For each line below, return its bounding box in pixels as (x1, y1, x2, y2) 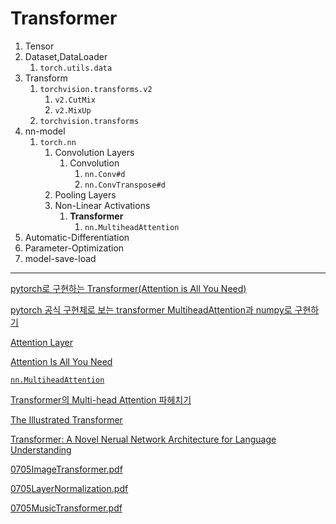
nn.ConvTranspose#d (84, 180, 166, 190)
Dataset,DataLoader (24, 50, 108, 62)
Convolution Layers (54, 146, 135, 158)
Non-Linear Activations (54, 199, 151, 211)
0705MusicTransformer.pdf (10, 502, 123, 514)
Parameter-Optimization (24, 242, 125, 254)
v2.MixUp (54, 105, 92, 116)
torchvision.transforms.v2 (39, 84, 153, 94)
